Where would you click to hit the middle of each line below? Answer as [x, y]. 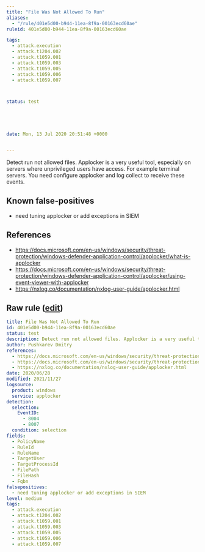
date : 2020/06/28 [28, 373]
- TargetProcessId [35, 464]
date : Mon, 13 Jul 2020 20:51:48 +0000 [57, 134]
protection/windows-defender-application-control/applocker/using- [100, 275]
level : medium [24, 498]
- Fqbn [20, 481]
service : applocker [37, 396]
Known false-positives [50, 201]
